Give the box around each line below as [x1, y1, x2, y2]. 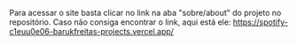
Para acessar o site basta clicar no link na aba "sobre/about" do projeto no [9, 8, 282, 18]
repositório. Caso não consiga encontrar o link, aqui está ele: [9, 17, 231, 27]
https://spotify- [232, 17, 288, 27]
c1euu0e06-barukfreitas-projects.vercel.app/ [9, 26, 175, 36]
